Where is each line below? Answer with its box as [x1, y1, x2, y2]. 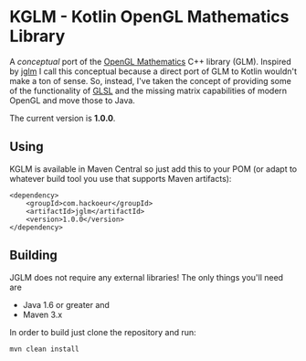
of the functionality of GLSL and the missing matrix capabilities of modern [9, 85, 288, 96]
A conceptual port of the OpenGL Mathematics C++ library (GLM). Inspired [9, 56, 291, 67]
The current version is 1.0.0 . [9, 112, 116, 123]
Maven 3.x [22, 309, 63, 320]
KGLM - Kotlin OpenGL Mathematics [9, 6, 290, 27]
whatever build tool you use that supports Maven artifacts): [9, 173, 232, 184]
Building [9, 248, 58, 263]
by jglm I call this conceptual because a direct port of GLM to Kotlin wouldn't [9, 66, 298, 77]
